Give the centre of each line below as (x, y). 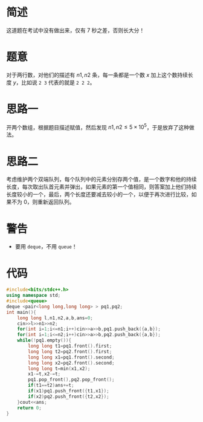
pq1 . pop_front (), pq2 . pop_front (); (71, 380)
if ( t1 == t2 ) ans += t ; (51, 385)
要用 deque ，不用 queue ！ (46, 247)
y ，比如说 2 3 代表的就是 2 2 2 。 (54, 82)
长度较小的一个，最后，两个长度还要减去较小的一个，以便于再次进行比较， (99, 195)
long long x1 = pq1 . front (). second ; (71, 357)
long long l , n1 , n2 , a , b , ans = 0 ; (55, 318)
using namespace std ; (34, 296)
